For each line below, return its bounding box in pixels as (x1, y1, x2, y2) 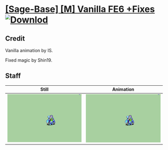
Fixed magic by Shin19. (5, 57, 52, 63)
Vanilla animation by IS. (5, 48, 53, 53)
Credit (5, 34, 25, 43)
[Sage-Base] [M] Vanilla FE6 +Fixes (5, 4, 155, 15)
